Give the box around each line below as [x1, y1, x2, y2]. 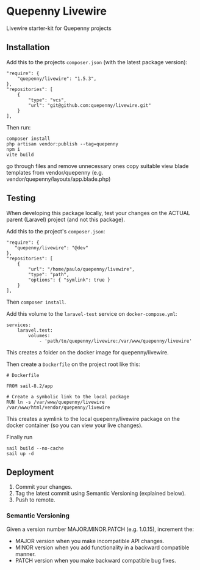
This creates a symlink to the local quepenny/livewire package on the [6, 415, 180, 422]
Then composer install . [6, 298, 66, 305]
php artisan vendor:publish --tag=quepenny [6, 141, 119, 147]
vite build [6, 152, 34, 158]
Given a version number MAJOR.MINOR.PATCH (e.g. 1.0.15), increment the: [6, 525, 194, 533]
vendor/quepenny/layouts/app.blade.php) [6, 175, 111, 183]
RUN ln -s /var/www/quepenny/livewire [6, 399, 105, 405]
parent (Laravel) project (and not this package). [6, 216, 125, 223]
